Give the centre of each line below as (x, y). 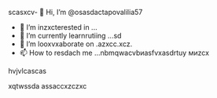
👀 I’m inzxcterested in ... (58, 27)
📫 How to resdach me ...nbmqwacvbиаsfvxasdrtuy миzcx (114, 53)
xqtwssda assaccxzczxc (48, 86)
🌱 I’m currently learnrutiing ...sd (70, 36)
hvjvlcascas (28, 71)
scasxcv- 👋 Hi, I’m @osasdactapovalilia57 (75, 12)
